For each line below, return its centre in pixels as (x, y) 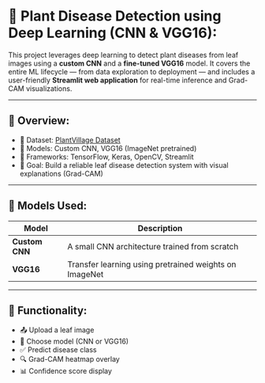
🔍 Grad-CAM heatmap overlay (69, 359)
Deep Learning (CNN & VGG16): (113, 33)
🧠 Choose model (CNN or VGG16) (74, 341)
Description (160, 228)
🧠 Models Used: (48, 206)
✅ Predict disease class (58, 350)
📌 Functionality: (48, 311)
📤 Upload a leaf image (57, 330)
